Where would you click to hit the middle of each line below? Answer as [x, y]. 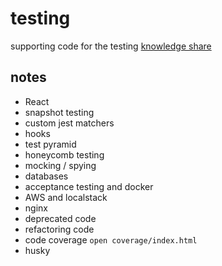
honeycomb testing [64, 154]
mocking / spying [60, 165]
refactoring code [59, 229]
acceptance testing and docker [89, 186]
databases [46, 176]
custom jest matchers [69, 123]
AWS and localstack [66, 197]
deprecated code [60, 218]
